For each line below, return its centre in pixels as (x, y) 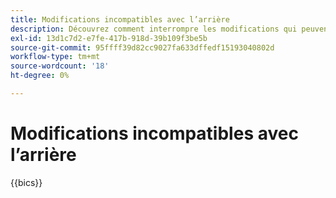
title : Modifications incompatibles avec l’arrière (120, 19)
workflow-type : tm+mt (55, 57)
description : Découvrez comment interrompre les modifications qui (154, 29)
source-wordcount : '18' (60, 66)
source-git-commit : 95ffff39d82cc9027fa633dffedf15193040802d (142, 47)
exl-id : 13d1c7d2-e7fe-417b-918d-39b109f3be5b (109, 38)
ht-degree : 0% (40, 76)
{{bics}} (26, 182)
